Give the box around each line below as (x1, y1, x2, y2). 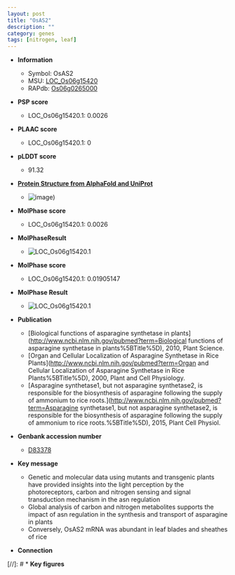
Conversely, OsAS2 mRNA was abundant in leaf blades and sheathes (27, 525, 228, 534)
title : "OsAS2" (7, 17, 52, 24)
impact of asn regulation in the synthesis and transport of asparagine (27, 510, 228, 519)
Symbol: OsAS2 (27, 70, 74, 78)
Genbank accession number (17, 432, 102, 441)
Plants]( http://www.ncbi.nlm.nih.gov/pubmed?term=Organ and (27, 359, 209, 367)
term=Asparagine (27, 404, 79, 412)
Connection (17, 546, 53, 555)
